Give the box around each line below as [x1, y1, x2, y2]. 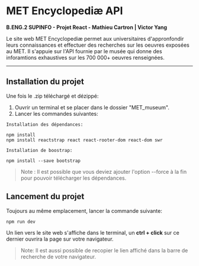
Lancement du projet [6, 192, 85, 202]
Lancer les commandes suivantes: [14, 110, 99, 117]
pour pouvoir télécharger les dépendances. [20, 174, 127, 181]
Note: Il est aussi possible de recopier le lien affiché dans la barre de [20, 247, 188, 254]
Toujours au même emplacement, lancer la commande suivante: [6, 207, 163, 214]
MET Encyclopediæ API [6, 4, 123, 18]
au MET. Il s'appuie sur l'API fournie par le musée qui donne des [6, 47, 162, 54]
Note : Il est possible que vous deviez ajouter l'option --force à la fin [20, 168, 187, 175]
